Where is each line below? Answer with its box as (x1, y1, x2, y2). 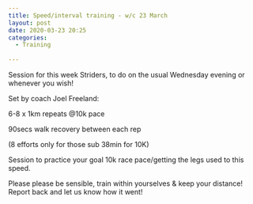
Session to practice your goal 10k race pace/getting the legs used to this (8, 155, 244, 164)
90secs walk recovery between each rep (8, 124, 142, 134)
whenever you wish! (8, 78, 74, 88)
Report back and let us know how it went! (8, 187, 143, 196)
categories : (8, 33, 47, 42)
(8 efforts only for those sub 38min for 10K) (8, 140, 149, 149)
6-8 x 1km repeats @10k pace (8, 109, 105, 119)
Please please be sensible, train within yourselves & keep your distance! (8, 179, 244, 188)
